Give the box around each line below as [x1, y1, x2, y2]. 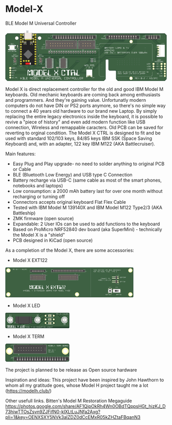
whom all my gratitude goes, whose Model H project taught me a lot [5, 382, 148, 388]
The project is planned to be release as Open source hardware [5, 367, 137, 373]
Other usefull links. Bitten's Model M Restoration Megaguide [5, 398, 132, 404]
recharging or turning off [12, 193, 65, 200]
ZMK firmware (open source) [12, 215, 74, 221]
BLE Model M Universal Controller [5, 20, 77, 26]
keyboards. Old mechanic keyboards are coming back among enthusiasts [5, 91, 160, 98]
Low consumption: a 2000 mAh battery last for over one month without [12, 188, 163, 194]
